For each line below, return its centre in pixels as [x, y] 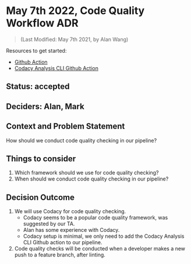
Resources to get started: [36, 50]
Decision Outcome [40, 197]
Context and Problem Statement [66, 126]
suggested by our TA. [49, 224]
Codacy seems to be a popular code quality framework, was [95, 218]
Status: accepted [38, 87]
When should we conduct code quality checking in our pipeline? [91, 179]
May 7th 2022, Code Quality [75, 11]
